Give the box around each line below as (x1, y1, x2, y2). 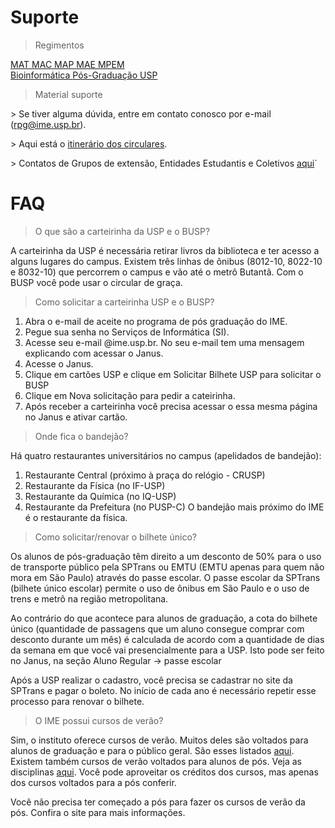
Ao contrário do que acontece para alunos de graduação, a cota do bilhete (10, 612, 318, 624)
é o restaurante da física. (24, 511, 128, 523)
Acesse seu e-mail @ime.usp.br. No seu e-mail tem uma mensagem (24, 336, 305, 348)
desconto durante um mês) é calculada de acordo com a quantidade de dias (10, 633, 325, 645)
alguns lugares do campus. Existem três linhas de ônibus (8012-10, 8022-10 (10, 255, 323, 267)
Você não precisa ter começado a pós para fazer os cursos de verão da (10, 796, 306, 808)
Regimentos (34, 39, 85, 51)
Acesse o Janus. (24, 357, 94, 370)
